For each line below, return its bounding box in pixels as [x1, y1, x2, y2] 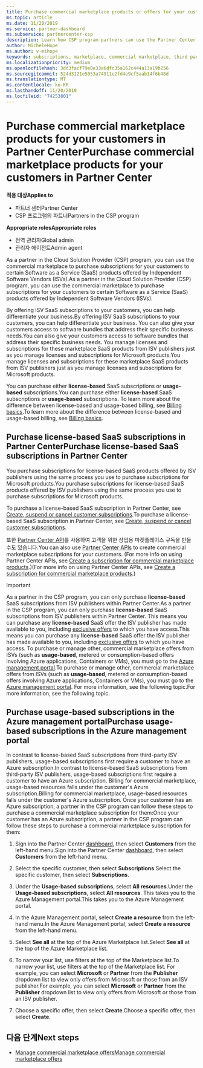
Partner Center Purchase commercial [6, 145, 195, 158]
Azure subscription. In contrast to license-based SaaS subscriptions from [6, 764, 187, 772]
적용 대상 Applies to [6, 191, 53, 198]
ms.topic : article [6, 15, 53, 21]
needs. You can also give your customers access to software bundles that [6, 332, 189, 339]
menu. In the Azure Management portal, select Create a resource [29, 920, 191, 928]
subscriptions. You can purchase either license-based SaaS [24, 388, 172, 396]
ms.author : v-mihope [6, 48, 59, 54]
